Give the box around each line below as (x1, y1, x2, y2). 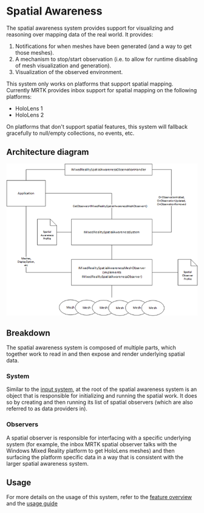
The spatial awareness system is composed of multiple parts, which (6, 344, 176, 352)
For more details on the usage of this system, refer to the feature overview (6, 494, 192, 501)
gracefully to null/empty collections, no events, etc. (6, 129, 135, 137)
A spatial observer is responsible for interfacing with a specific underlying (6, 434, 191, 441)
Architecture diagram (6, 147, 89, 157)
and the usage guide (6, 500, 58, 508)
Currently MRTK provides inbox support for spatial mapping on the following (6, 86, 197, 93)
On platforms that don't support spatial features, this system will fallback (6, 123, 188, 130)
